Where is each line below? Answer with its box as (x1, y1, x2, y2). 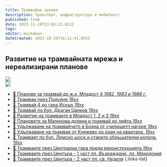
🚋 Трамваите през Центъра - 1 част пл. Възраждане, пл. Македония (12, 150, 162, 156)
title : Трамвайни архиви (5, 7, 58, 13)
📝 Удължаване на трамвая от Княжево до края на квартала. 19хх (12, 128, 155, 135)
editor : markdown (5, 31, 42, 36)
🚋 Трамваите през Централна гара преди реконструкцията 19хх (12, 145, 153, 151)
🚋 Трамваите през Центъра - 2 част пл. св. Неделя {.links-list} (12, 156, 148, 162)
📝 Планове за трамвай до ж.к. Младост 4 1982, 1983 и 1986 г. (12, 91, 147, 97)
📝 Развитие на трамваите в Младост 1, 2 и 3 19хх (12, 113, 120, 119)
